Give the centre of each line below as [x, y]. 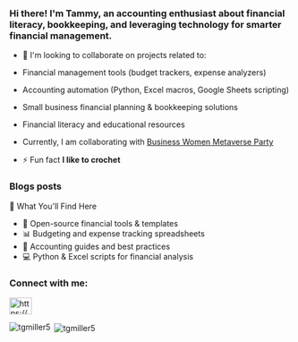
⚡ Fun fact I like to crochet [71, 160]
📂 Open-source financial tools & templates [100, 223]
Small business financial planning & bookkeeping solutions [130, 107]
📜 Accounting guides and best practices [96, 246]
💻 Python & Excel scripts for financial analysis [108, 256]
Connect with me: [49, 283]
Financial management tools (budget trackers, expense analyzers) [144, 73]
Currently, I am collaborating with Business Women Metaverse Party [148, 142]
